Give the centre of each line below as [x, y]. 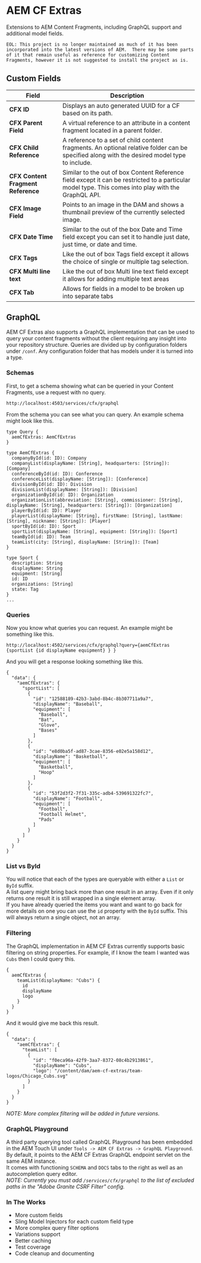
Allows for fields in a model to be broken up [123, 289]
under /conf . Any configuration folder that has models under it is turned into [100, 351]
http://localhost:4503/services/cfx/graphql [63, 403]
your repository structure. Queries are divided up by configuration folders [97, 344]
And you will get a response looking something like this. [75, 662]
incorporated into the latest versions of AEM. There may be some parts [100, 49]
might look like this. [30, 421]
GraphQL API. [82, 194]
